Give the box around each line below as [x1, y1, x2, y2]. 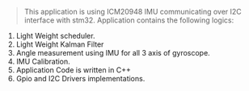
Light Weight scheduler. [15, 31, 95, 40]
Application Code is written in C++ [15, 65, 131, 75]
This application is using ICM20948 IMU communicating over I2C [23, 7, 243, 16]
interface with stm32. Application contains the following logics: [23, 15, 234, 25]
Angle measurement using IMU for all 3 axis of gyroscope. [15, 48, 210, 57]
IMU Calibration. [15, 56, 70, 66]
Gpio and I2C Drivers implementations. [15, 74, 146, 83]
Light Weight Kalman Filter [15, 39, 104, 49]
